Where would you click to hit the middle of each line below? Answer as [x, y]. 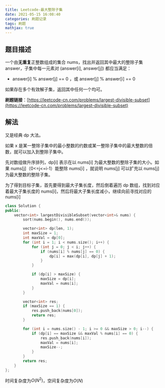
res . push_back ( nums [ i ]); [66, 338]
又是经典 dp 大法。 [24, 135]
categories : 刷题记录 [26, 19]
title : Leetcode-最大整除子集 [34, 10]
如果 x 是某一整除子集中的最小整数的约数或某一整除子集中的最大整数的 [77, 145]
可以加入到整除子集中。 [42, 152]
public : [13, 211]
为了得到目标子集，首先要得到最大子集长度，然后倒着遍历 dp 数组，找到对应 [83, 185]
